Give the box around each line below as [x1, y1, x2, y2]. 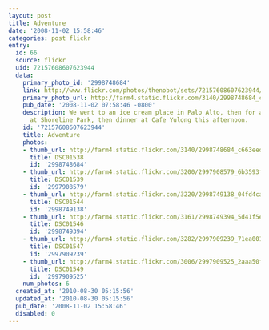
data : [15, 71, 34, 79]
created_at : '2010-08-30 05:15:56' [15, 288, 134, 296]
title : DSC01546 [29, 220, 84, 228]
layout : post [8, 11, 52, 20]
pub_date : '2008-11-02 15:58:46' [15, 302, 127, 310]
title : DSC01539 [29, 175, 84, 184]
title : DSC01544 [29, 198, 84, 206]
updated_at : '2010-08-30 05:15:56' [15, 295, 134, 303]
